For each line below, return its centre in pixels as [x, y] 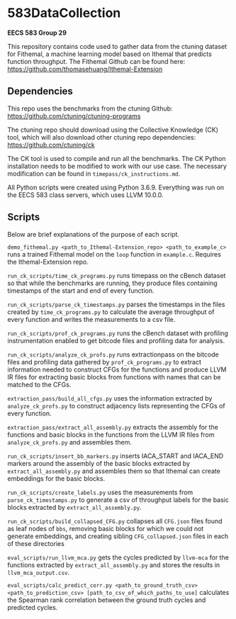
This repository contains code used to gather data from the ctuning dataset [117, 46]
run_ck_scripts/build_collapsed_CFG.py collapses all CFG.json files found [115, 521]
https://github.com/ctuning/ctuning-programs [74, 116]
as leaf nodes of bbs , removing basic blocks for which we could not [106, 528]
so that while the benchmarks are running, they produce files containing [112, 283]
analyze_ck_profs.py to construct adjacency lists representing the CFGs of [116, 406]
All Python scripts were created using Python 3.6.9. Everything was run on [116, 187]
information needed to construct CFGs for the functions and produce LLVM [117, 369]
